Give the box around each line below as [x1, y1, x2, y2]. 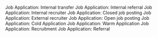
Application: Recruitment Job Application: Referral [5, 26, 110, 32]
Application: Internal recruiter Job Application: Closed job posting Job [5, 10, 151, 16]
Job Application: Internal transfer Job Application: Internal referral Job [5, 5, 152, 10]
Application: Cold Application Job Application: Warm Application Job [5, 20, 149, 26]
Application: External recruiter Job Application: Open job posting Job [5, 15, 150, 21]
